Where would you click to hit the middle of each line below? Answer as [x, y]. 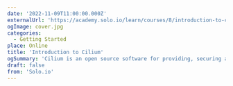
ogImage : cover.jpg [35, 26]
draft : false [26, 65]
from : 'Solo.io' [31, 71]
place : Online [28, 46]
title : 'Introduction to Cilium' [55, 53]
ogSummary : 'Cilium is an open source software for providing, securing [114, 59]
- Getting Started [40, 40]
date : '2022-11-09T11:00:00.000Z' [57, 14]
